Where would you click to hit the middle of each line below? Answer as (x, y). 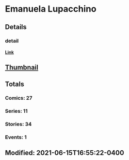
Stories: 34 (18, 124)
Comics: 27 (19, 98)
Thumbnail (22, 67)
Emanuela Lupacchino (51, 9)
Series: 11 (16, 111)
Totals (15, 84)
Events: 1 (16, 137)
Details (16, 27)
